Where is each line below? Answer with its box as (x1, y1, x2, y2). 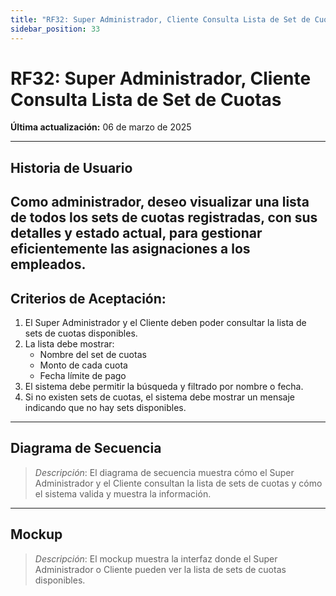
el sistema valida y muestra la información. (34, 487, 212, 500)
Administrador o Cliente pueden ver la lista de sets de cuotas (34, 563, 287, 575)
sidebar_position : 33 (10, 24, 101, 34)
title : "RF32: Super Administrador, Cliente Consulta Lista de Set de (10, 14, 311, 25)
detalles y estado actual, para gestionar (10, 225, 263, 242)
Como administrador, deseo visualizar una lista (10, 194, 310, 211)
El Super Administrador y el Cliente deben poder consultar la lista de (24, 317, 307, 329)
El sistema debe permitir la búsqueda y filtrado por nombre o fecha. (24, 381, 304, 393)
